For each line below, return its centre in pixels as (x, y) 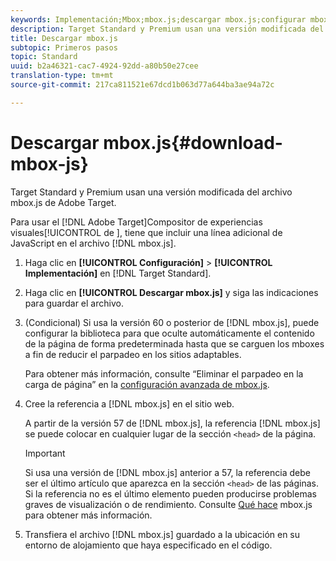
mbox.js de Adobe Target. (63, 202)
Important (45, 453)
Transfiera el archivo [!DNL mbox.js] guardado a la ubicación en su (162, 534)
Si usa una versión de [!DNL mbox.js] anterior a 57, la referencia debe (167, 472)
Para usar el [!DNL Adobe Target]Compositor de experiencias (136, 222)
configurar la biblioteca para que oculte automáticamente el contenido (169, 333)
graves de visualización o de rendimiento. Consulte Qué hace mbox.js (168, 504)
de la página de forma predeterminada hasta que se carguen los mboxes (174, 343)
